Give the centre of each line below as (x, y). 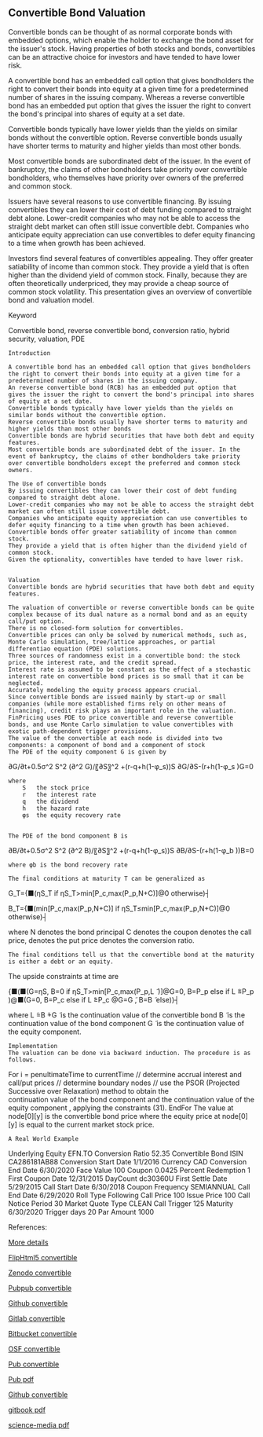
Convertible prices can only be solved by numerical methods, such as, (128, 635)
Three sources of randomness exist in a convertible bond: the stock (124, 655)
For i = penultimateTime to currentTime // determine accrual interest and (125, 1074)
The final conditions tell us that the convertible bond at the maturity (131, 955)
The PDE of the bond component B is (68, 836)
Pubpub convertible (40, 1288)
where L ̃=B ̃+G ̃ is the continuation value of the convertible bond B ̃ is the (127, 1015)
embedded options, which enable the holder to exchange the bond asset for (131, 40)
